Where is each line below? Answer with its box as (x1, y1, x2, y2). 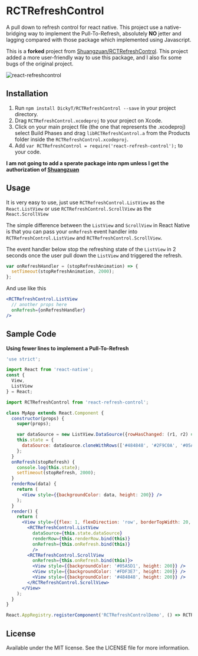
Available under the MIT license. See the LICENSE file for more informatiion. (6, 644, 190, 651)
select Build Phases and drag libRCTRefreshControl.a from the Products (14, 129, 190, 136)
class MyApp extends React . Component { (6, 410, 104, 416)
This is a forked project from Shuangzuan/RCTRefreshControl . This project (6, 47, 189, 54)
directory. (14, 110, 38, 117)
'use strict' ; (6, 356, 41, 362)
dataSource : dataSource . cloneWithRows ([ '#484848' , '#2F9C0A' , (21, 442, 178, 448)
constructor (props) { (11, 415, 65, 421)
